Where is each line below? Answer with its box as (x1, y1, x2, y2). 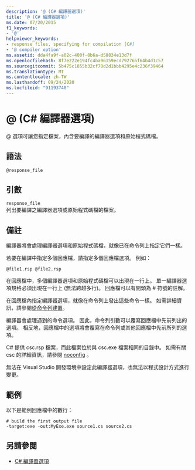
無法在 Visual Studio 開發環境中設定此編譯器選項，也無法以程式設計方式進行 (6, 364, 189, 371)
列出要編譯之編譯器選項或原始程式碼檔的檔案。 (6, 207, 119, 214)
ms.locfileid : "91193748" (6, 85, 69, 91)
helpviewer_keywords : (6, 36, 59, 42)
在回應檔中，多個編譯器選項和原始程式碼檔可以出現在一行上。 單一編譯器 (6, 277, 182, 285)
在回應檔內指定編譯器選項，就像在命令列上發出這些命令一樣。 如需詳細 (6, 297, 177, 304)
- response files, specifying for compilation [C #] (6, 42, 135, 48)
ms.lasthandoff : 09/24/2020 (6, 80, 75, 86)
